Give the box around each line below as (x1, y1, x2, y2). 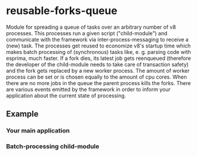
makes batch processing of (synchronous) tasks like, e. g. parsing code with (6, 48, 191, 55)
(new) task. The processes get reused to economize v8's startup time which (6, 42, 191, 49)
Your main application (6, 127, 70, 135)
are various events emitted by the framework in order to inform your (6, 86, 171, 93)
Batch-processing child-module (6, 143, 100, 151)
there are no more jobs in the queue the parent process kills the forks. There (6, 79, 191, 86)
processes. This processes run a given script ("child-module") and (6, 29, 168, 36)
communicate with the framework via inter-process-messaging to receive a (6, 36, 189, 43)
